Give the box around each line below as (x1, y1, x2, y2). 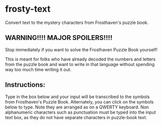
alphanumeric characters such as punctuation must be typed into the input (5, 109, 156, 115)
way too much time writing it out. (5, 66, 72, 72)
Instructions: (5, 81, 46, 89)
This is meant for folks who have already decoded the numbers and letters (5, 56, 156, 62)
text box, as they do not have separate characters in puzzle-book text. (5, 114, 147, 120)
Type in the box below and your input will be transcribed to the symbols (5, 94, 150, 100)
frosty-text (5, 3, 51, 15)
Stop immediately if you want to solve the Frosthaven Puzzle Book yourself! (5, 46, 158, 52)
